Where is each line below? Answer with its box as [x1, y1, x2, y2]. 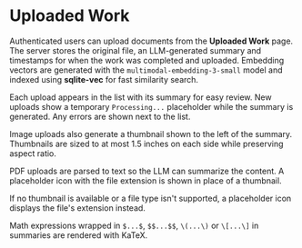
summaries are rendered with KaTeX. [9, 229, 148, 241]
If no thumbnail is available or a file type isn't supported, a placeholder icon [9, 193, 292, 203]
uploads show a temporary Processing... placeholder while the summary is [9, 101, 294, 112]
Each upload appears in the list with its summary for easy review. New [9, 92, 272, 103]
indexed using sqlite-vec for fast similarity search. [9, 74, 198, 84]
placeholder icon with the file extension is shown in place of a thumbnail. [9, 174, 282, 186]
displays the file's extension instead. [9, 202, 146, 213]
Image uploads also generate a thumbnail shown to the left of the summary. [9, 128, 293, 139]
